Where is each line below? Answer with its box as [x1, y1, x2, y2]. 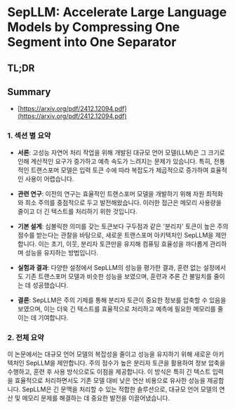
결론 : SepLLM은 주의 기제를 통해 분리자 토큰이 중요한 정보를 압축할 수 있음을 [17, 296, 227, 304]
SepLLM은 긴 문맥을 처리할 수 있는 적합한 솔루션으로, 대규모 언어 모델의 [22, 384, 218, 394]
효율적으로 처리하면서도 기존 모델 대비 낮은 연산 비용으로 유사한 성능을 [14, 376, 206, 384]
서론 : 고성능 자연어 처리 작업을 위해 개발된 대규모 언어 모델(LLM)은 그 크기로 [17, 148, 226, 157]
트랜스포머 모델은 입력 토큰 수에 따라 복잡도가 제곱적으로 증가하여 [30, 166, 209, 174]
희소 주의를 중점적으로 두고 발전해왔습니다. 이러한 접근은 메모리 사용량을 [25, 198, 222, 207]
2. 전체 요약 [7, 332, 44, 342]
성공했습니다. [32, 280, 69, 289]
